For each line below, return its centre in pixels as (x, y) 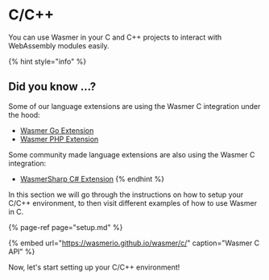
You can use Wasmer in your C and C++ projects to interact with (115, 37)
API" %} (22, 251)
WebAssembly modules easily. (59, 45)
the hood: (24, 115)
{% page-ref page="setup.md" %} (66, 227)
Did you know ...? (52, 87)
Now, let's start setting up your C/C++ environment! (94, 267)
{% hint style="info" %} (48, 61)
